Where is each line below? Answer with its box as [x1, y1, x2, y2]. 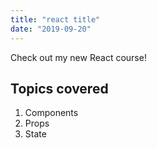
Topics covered [10, 80, 109, 97]
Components [24, 107, 79, 119]
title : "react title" [10, 14, 101, 25]
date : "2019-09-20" [10, 24, 92, 34]
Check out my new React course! [10, 51, 147, 63]
